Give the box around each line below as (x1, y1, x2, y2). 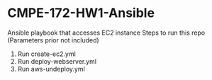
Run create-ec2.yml (17, 50, 76, 58)
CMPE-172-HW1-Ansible (7, 5, 155, 21)
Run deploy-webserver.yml (17, 57, 97, 65)
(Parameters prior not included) (7, 35, 99, 44)
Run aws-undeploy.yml (17, 64, 85, 73)
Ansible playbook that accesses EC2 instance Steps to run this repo (7, 28, 206, 37)
